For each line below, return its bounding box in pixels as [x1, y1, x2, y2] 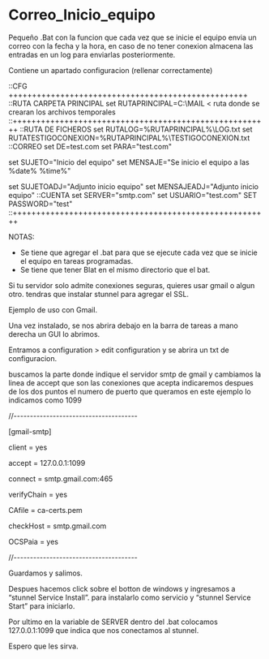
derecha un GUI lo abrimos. [8, 329, 100, 338]
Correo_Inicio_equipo [8, 6, 156, 24]
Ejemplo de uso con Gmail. [8, 304, 98, 314]
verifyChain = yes [8, 489, 67, 499]
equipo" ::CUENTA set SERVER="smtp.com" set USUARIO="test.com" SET [8, 190, 258, 200]
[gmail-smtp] [8, 426, 52, 436]
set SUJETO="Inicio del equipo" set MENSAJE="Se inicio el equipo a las [8, 157, 250, 167]
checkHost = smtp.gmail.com [8, 521, 107, 531]
